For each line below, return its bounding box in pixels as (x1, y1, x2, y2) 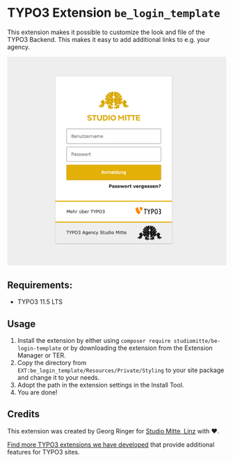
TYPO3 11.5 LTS (17, 298, 63, 306)
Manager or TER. (17, 351, 66, 360)
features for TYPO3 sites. (7, 447, 80, 456)
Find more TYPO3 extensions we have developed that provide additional (7, 440, 215, 449)
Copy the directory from (17, 359, 87, 367)
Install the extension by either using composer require (17, 337, 171, 345)
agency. (7, 43, 30, 51)
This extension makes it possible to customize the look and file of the (7, 28, 205, 36)
